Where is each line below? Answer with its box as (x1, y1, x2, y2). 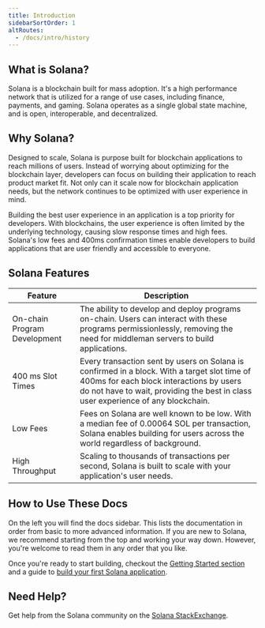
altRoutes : (8, 26, 44, 34)
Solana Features (8, 266, 90, 280)
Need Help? (8, 589, 67, 603)
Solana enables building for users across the (80, 427, 244, 438)
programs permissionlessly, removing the (80, 323, 233, 334)
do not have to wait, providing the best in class (80, 385, 252, 396)
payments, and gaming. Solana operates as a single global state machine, (8, 100, 248, 111)
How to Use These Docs (8, 497, 129, 510)
